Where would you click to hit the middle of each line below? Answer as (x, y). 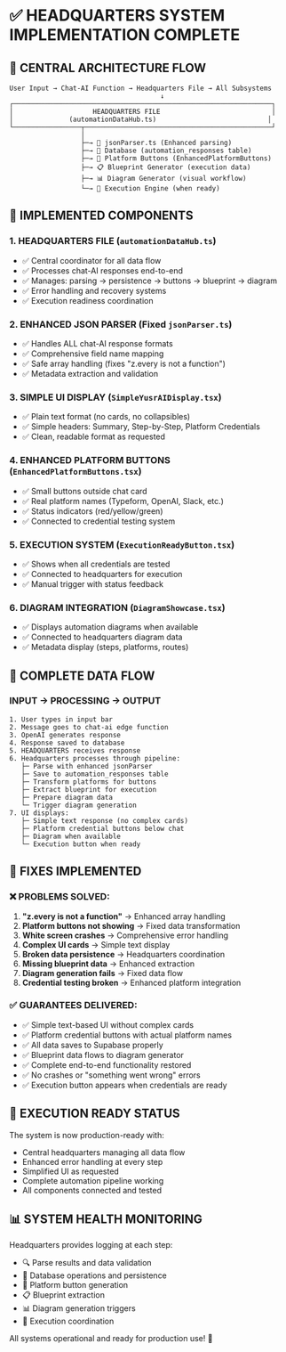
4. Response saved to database (67, 743)
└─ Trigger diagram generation (79, 805)
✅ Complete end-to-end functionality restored (107, 1064)
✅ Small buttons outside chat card (85, 491)
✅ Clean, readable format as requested (94, 436)
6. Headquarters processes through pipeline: (95, 758)
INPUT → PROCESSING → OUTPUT (85, 701)
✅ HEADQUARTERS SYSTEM (117, 16)
